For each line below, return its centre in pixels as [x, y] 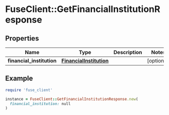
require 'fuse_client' [29, 90]
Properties [22, 38]
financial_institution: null [40, 103]
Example [19, 78]
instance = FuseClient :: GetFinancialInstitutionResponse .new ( [72, 99]
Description [128, 52]
